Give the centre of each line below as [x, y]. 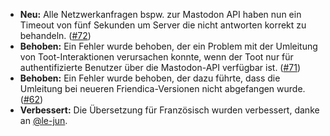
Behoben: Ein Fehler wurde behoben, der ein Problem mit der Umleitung [168, 46]
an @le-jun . [43, 120]
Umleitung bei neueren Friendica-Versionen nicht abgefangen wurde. [162, 88]
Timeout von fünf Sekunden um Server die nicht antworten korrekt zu [163, 25]
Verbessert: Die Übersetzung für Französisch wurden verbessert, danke [169, 110]
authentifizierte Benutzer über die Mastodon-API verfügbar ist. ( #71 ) [160, 67]
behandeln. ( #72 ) [55, 35]
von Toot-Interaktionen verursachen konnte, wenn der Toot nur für [156, 57]
